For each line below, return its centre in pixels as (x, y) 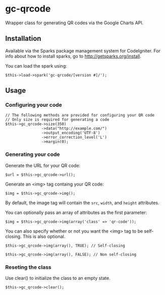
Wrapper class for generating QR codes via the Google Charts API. (74, 23)
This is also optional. (44, 236)
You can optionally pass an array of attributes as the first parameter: (76, 212)
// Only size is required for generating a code (57, 120)
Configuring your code (34, 105)
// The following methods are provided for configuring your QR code (80, 115)
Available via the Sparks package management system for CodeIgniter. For (83, 50)
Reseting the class (28, 267)
